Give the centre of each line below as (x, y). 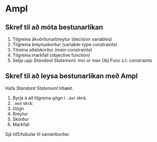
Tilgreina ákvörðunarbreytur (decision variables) (62, 39)
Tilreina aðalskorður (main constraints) (52, 50)
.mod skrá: (23, 103)
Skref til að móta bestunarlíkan (54, 27)
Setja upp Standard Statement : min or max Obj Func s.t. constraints (82, 60)
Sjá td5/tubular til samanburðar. (38, 134)
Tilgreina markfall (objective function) (51, 55)
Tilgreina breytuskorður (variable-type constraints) (65, 44)
